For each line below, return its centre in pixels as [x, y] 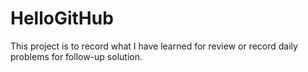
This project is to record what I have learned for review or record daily [154, 46]
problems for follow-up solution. [76, 56]
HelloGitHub [62, 18]
